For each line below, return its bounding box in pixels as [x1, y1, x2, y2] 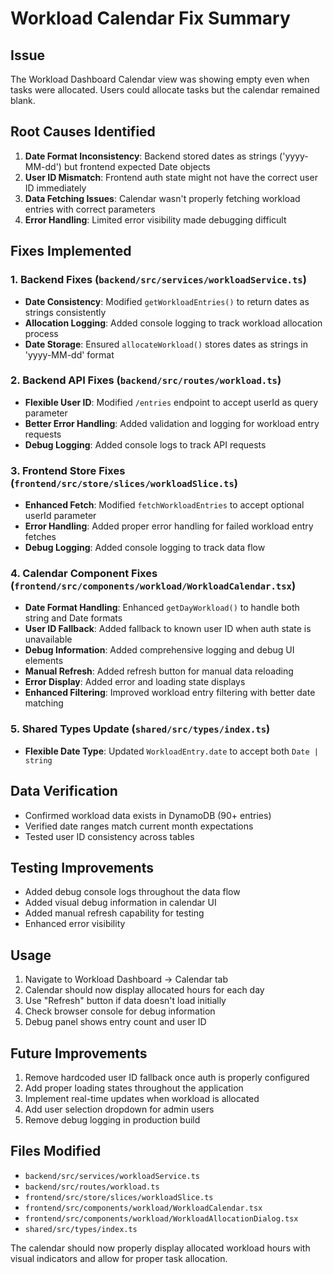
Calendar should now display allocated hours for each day [24, 984, 265, 996]
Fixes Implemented [10, 243, 132, 260]
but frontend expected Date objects [63, 160, 211, 172]
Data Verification [10, 783, 118, 800]
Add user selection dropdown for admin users [24, 1103, 215, 1115]
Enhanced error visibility [24, 918, 126, 930]
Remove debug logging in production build [24, 1113, 201, 1126]
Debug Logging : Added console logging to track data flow [24, 542, 266, 554]
